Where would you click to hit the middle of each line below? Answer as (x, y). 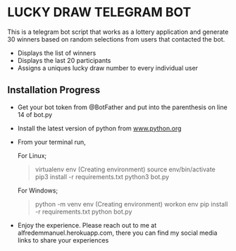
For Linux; (32, 155)
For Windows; (38, 190)
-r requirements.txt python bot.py (83, 212)
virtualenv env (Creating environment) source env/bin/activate (125, 169)
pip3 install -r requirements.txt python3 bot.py (102, 176)
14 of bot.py (35, 114)
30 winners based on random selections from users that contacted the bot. (116, 39)
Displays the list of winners (57, 53)
